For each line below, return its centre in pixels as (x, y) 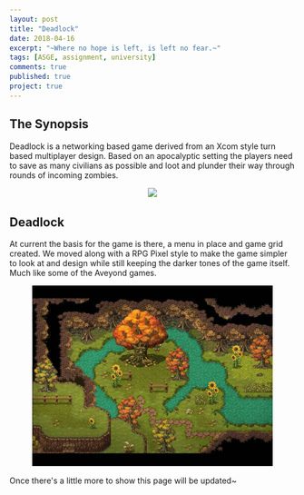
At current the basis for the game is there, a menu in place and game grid (146, 244)
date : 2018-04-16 (42, 38)
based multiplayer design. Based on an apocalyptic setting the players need (151, 155)
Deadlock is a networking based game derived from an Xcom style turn (143, 146)
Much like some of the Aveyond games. (83, 273)
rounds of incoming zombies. (64, 175)
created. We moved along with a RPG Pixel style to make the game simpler (148, 253)
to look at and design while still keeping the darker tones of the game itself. (150, 263)
